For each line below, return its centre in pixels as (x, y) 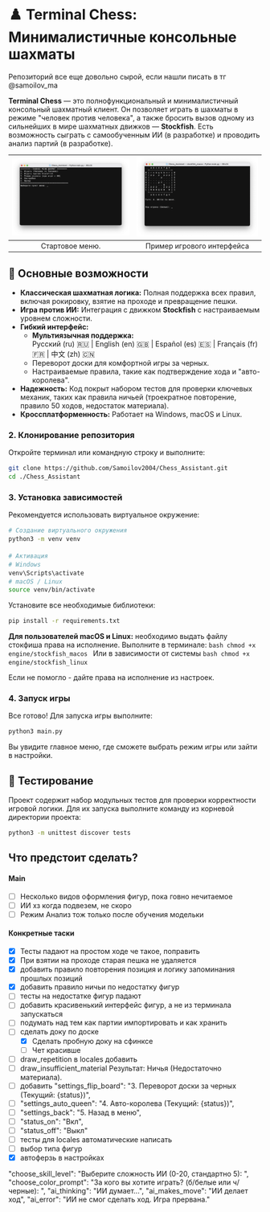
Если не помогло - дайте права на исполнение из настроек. (111, 678)
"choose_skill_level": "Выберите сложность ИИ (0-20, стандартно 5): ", (129, 1174)
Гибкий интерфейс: (54, 326)
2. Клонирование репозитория (72, 435)
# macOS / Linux (35, 581)
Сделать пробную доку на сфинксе (92, 1041)
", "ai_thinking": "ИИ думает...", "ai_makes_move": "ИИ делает (145, 1191)
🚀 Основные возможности (78, 273)
